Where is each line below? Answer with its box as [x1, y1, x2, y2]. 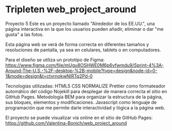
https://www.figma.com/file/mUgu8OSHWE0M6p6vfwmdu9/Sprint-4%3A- [5, 62, 164, 68]
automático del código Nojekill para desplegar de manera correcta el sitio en [5, 88, 167, 94]
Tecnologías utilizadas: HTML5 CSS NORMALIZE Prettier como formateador [5, 83, 166, 89]
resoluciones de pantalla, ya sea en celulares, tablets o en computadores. [5, 47, 161, 53]
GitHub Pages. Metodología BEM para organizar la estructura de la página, [5, 94, 163, 100]
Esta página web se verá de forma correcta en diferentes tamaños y [5, 41, 149, 47]
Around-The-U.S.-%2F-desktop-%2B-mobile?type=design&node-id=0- [5, 68, 158, 74]
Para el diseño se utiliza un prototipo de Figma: [5, 56, 105, 62]
